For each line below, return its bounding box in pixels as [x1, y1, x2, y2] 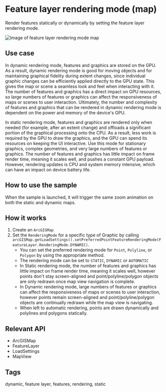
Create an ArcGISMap [12, 227, 54, 233]
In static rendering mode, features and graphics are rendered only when [5, 119, 153, 125]
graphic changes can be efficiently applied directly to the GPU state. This [5, 78, 155, 84]
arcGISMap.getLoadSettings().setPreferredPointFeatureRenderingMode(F [12, 237, 162, 242]
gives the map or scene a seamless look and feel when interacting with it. [5, 83, 155, 89]
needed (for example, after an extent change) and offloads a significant [5, 124, 151, 130]
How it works [5, 214, 47, 222]
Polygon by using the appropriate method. [19, 252, 105, 258]
